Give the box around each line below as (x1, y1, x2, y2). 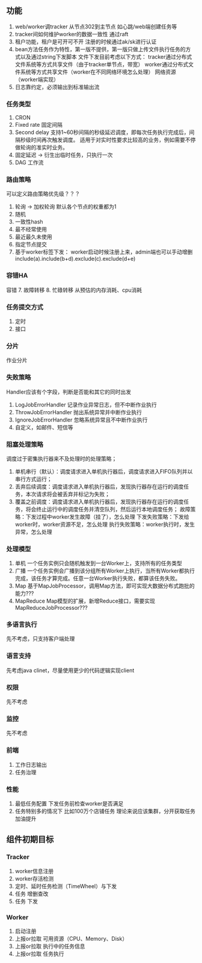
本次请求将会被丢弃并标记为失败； (25, 490, 110, 497)
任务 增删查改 (14, 890, 49, 897)
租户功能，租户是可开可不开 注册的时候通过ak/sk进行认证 (14, 38, 157, 45)
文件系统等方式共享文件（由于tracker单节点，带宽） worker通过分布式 (14, 60, 189, 68)
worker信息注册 (14, 867, 54, 874)
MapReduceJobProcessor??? (14, 604, 88, 612)
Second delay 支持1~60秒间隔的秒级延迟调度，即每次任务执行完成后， (14, 129, 189, 136)
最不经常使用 (14, 226, 47, 233)
